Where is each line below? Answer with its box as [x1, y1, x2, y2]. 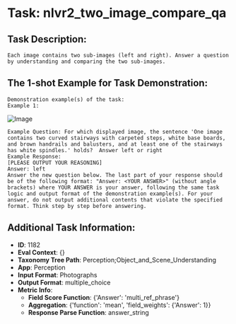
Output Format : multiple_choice [17, 278, 111, 287]
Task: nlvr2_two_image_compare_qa [7, 5, 227, 21]
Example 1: [7, 102, 40, 109]
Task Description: [7, 33, 87, 45]
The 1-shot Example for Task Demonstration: [7, 77, 208, 89]
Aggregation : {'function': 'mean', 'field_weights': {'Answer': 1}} [28, 301, 211, 309]
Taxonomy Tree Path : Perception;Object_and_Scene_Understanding [17, 255, 217, 264]
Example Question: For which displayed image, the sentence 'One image [7, 128, 223, 135]
